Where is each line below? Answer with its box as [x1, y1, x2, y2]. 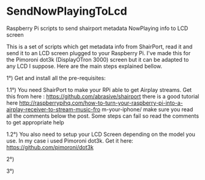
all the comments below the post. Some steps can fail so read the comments [6, 112, 199, 119]
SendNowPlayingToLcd [6, 4, 127, 18]
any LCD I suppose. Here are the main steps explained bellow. [6, 62, 162, 70]
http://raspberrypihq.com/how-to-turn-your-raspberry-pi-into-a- [19, 99, 184, 107]
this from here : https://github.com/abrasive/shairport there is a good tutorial [6, 92, 199, 100]
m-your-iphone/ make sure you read [102, 105, 193, 113]
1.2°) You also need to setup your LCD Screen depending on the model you [6, 130, 196, 138]
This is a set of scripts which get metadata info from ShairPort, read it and [6, 43, 193, 50]
